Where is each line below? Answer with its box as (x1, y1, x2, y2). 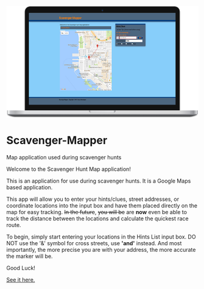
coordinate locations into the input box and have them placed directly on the (6, 201, 198, 209)
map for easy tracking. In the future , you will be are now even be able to (6, 208, 188, 215)
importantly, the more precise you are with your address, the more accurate (6, 246, 196, 253)
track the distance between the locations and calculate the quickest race (6, 215, 189, 222)
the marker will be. (6, 252, 53, 260)
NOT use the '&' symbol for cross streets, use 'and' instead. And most (6, 239, 182, 246)
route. (6, 221, 21, 228)
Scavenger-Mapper (6, 134, 108, 147)
